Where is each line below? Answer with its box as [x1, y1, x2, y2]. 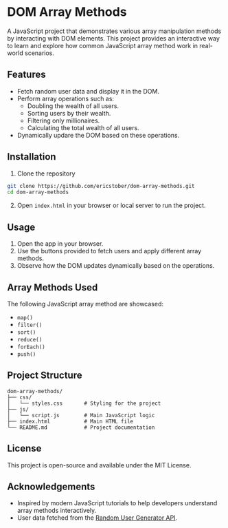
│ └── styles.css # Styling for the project [7, 400, 161, 407]
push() [16, 350, 36, 358]
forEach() [16, 344, 46, 350]
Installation [7, 151, 56, 162]
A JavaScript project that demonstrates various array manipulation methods [7, 27, 222, 35]
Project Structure [7, 370, 82, 381]
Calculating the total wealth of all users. [27, 123, 139, 131]
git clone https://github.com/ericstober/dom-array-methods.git [7, 182, 195, 189]
